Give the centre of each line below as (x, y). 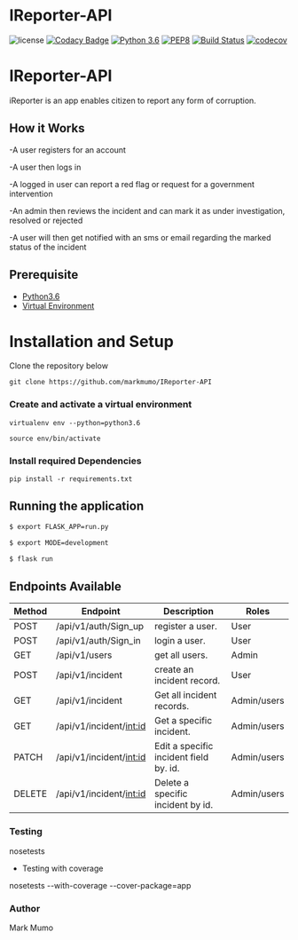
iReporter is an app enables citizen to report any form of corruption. (133, 100)
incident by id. (184, 805)
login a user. (180, 641)
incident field (181, 757)
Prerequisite (44, 275)
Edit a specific (184, 746)
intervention (31, 194)
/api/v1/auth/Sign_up (100, 627)
